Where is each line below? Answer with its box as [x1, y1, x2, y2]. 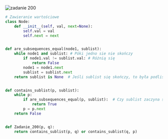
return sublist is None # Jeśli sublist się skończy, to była [14, 74, 149, 79]
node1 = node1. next [23, 65, 64, 70]
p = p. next [23, 106, 46, 111]
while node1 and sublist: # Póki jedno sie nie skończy [14, 51, 133, 56]
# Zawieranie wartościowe [5, 14, 59, 19]
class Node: [5, 19, 30, 24]
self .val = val [23, 28, 55, 33]
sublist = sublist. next [23, 69, 72, 74]
